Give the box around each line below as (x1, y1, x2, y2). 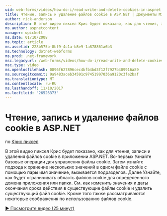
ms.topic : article (5, 40, 43, 45)
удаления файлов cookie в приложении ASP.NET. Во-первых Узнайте (5, 153, 152, 159)
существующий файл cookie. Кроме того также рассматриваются (5, 191, 146, 197)
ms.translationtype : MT (5, 76, 55, 81)
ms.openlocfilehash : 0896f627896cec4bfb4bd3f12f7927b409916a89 (5, 68, 139, 72)
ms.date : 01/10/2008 (5, 35, 48, 40)
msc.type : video (5, 63, 39, 68)
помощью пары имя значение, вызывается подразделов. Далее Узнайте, (5, 169, 161, 175)
